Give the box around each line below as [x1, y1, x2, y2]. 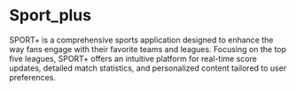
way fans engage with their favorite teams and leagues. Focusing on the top [9, 43, 286, 54]
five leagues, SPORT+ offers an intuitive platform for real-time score [9, 53, 257, 64]
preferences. [9, 72, 56, 82]
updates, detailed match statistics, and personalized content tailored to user [9, 63, 287, 73]
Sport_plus [9, 5, 91, 26]
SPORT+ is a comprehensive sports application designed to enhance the [9, 34, 274, 45]
